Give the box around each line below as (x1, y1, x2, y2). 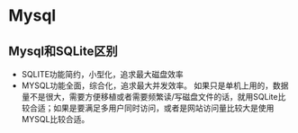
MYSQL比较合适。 (21, 114, 90, 124)
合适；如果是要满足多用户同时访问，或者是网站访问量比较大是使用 (29, 102, 275, 113)
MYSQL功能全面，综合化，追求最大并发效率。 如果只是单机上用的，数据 (21, 80, 289, 91)
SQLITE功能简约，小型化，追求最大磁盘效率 (21, 69, 184, 79)
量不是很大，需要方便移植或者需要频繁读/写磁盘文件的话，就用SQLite (21, 92, 278, 102)
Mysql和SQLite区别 (8, 43, 118, 58)
